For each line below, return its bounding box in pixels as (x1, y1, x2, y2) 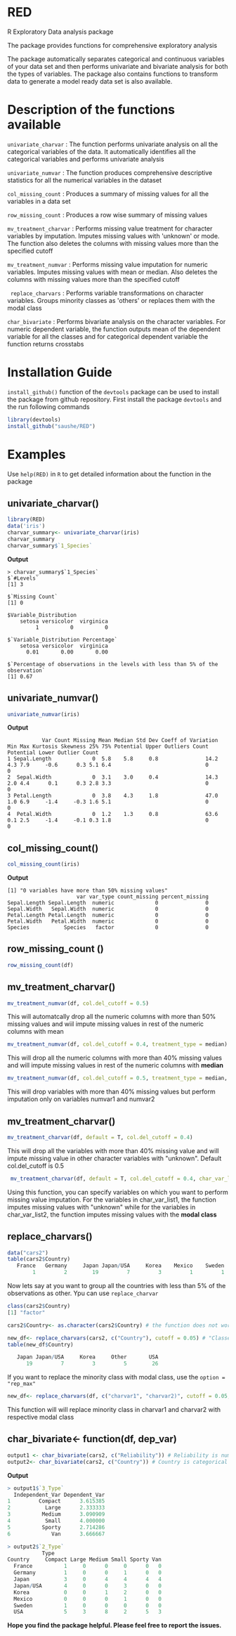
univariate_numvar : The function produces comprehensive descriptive (7, 168, 213, 176)
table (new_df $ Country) (7, 1341, 74, 1348)
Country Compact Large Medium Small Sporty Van (7, 1556, 162, 1564)
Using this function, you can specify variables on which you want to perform (7, 1188, 228, 1196)
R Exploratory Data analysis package (7, 27, 114, 36)
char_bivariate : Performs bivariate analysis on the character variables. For (7, 317, 226, 325)
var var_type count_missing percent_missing (76, 893, 209, 900)
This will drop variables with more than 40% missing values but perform (7, 1087, 216, 1096)
